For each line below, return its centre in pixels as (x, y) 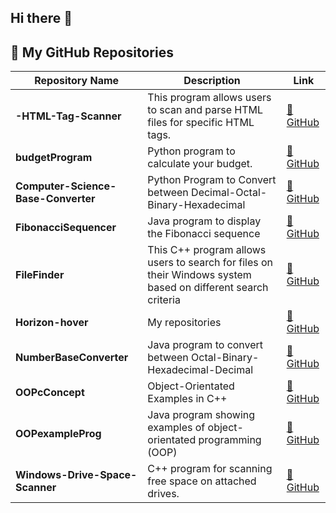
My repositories (184, 323)
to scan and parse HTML (205, 110)
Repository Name (77, 81)
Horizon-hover (52, 323)
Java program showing (201, 415)
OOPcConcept (50, 393)
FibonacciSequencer (66, 228)
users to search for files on (210, 263)
